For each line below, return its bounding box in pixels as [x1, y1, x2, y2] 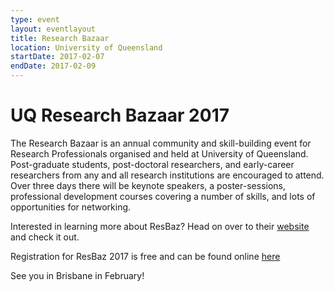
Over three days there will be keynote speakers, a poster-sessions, [10, 179, 286, 191]
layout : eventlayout [10, 24, 97, 34]
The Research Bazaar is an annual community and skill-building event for [10, 137, 312, 149]
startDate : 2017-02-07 [10, 52, 105, 62]
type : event [10, 14, 60, 25]
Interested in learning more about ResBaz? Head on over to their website [10, 220, 310, 232]
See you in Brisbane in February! [10, 269, 145, 281]
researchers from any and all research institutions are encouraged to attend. [10, 169, 325, 181]
